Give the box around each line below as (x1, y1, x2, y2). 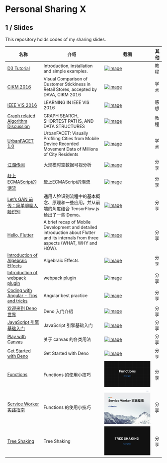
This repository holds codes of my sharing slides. (5, 36, 106, 42)
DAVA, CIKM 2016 (43, 92, 81, 97)
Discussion (7, 123, 30, 129)
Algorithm (7, 118, 27, 124)
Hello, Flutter (7, 232, 34, 238)
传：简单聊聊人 (7, 202, 38, 208)
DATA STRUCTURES (43, 123, 85, 129)
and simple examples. (43, 68, 88, 74)
